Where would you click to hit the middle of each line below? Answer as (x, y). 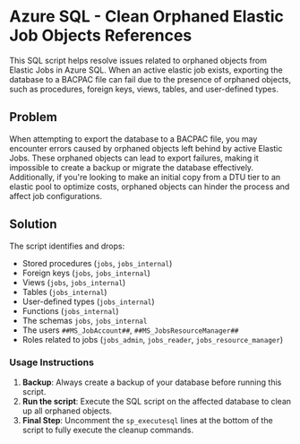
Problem (34, 117)
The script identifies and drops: (67, 246)
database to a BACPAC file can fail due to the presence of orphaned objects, (150, 79)
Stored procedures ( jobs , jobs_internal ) (97, 263)
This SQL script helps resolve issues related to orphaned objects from (138, 60)
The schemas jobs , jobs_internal (85, 320)
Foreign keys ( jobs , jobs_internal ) (86, 273)
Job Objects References (101, 35)
